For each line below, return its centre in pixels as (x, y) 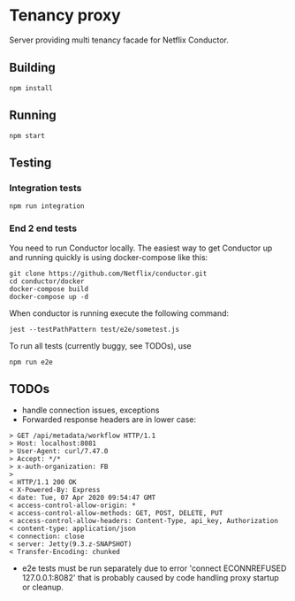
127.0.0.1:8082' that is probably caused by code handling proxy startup (151, 578)
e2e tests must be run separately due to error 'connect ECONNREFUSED (154, 568)
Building (32, 68)
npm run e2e (31, 362)
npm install (31, 88)
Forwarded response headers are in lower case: (109, 420)
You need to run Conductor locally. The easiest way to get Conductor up (141, 248)
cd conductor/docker (47, 281)
